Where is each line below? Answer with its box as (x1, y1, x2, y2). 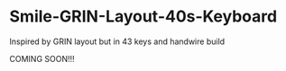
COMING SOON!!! (9, 53, 75, 64)
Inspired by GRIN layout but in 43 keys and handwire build (9, 36, 226, 47)
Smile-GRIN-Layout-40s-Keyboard (9, 6, 278, 27)
